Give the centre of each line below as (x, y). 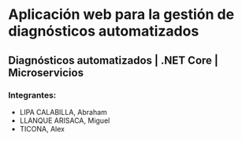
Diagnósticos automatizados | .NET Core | (114, 60)
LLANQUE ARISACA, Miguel (65, 121)
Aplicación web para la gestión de (121, 15)
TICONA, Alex (42, 128)
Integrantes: (32, 95)
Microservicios (46, 72)
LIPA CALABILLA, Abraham (63, 112)
